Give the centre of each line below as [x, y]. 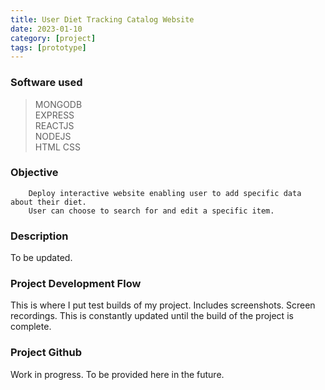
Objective [34, 173]
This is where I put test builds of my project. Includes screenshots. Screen [163, 305]
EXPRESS [54, 115]
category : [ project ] [53, 38]
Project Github [46, 353]
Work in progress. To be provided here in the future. [117, 374]
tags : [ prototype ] [48, 47]
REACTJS [54, 125]
